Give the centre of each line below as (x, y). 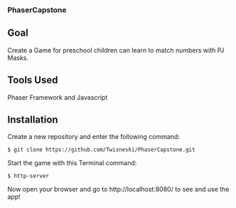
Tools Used (33, 80)
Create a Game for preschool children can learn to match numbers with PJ (116, 50)
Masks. (18, 58)
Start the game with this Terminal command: (72, 163)
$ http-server (28, 176)
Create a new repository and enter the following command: (93, 137)
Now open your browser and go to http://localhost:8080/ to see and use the (118, 189)
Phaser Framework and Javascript (58, 97)
